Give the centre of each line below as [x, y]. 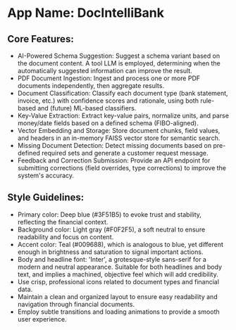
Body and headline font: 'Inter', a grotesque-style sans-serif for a [112, 259]
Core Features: [41, 39]
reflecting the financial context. [63, 222]
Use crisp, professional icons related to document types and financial [118, 281]
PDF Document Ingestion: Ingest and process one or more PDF [109, 78]
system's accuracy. [46, 175]
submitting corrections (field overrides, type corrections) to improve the [122, 168]
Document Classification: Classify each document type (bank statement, [123, 93]
